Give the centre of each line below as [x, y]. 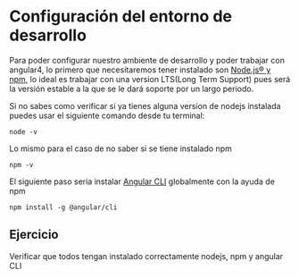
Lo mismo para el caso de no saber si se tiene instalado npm [120, 148]
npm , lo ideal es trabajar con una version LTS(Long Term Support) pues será [150, 79]
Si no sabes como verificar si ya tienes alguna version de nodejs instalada [145, 105]
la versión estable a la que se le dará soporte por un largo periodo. [132, 88]
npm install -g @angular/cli [63, 207]
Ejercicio [34, 235]
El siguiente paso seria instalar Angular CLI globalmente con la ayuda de [142, 181]
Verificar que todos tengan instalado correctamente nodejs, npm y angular [146, 256]
